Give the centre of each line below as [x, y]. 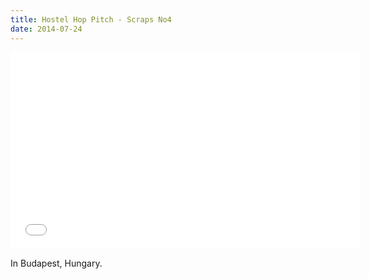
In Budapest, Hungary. [56, 263]
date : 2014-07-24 [46, 29]
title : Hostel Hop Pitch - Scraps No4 [91, 19]
